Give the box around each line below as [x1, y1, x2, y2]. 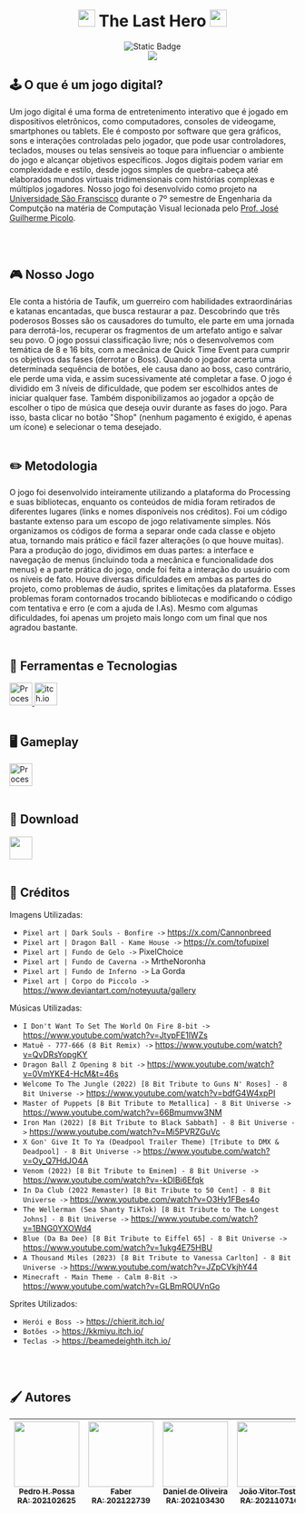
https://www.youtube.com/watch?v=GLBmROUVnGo [22, 1280, 221, 1291]
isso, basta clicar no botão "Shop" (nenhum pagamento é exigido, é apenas [9, 412, 292, 423]
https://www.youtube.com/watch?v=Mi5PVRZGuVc [28, 1126, 221, 1137]
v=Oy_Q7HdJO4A [22, 1155, 89, 1166]
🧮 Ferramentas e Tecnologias [9, 658, 178, 673]
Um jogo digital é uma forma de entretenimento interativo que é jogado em [9, 105, 289, 117]
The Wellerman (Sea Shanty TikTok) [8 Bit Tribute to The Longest [22, 1205, 280, 1214]
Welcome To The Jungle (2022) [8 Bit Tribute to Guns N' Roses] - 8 [22, 1080, 288, 1089]
